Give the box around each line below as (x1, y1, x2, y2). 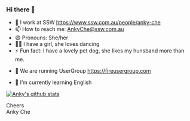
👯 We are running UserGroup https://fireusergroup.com (14, 67, 151, 75)
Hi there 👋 (6, 5, 36, 14)
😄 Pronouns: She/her (14, 34, 69, 41)
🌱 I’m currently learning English (14, 79, 92, 86)
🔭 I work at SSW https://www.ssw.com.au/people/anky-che (14, 19, 161, 26)
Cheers (6, 102, 24, 109)
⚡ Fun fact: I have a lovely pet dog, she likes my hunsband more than (14, 47, 185, 54)
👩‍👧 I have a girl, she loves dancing (14, 41, 100, 48)
